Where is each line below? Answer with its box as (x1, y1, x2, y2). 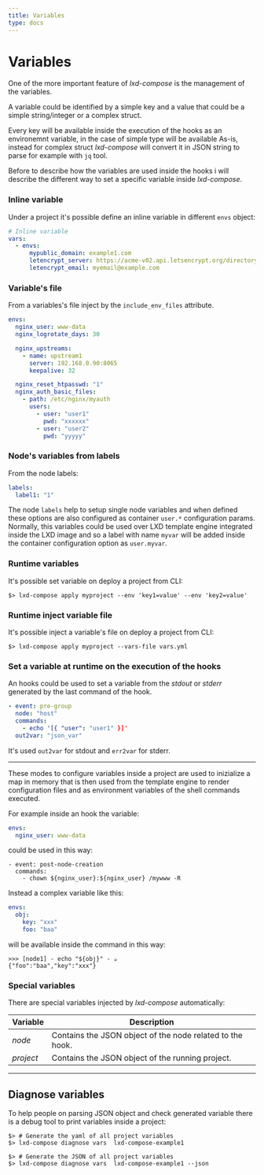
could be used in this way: (8, 845, 93, 855)
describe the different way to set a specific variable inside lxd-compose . (8, 175, 243, 184)
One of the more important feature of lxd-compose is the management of (8, 79, 245, 88)
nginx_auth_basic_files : (15, 388, 97, 396)
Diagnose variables (8, 1088, 104, 1101)
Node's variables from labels (8, 450, 120, 461)
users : (28, 403, 51, 411)
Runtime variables (8, 558, 79, 569)
